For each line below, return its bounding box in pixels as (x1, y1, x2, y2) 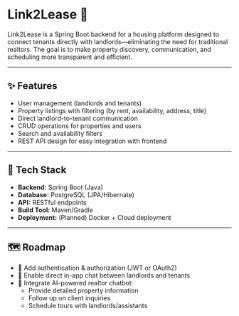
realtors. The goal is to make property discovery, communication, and (7, 45, 212, 53)
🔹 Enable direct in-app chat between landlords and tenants (17, 271, 191, 280)
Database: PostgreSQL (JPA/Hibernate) (17, 190, 135, 199)
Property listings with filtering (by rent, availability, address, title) (17, 106, 207, 115)
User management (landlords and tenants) (17, 99, 142, 107)
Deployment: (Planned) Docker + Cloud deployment (17, 213, 172, 221)
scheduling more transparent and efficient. (7, 53, 133, 61)
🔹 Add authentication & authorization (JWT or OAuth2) (17, 263, 178, 273)
